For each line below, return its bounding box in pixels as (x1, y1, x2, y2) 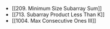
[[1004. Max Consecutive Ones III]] (11, 17, 96, 24)
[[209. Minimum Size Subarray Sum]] (11, 5, 102, 12)
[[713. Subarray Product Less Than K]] (11, 11, 105, 18)
